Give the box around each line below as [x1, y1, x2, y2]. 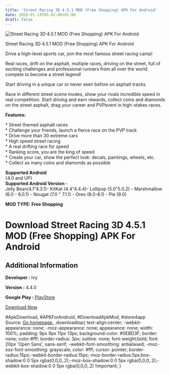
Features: [5, 112, 26, 118]
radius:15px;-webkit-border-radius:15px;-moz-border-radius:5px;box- [5, 352, 151, 358]
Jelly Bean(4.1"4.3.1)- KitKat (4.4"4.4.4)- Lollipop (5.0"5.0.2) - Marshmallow [5, 186, 162, 192]
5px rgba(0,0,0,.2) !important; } [56, 363, 121, 369]
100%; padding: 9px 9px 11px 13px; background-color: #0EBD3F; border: [5, 330, 158, 337]
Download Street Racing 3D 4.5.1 [5, 219, 146, 231]
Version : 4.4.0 [5, 284, 37, 291]
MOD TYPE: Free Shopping [5, 201, 63, 207]
